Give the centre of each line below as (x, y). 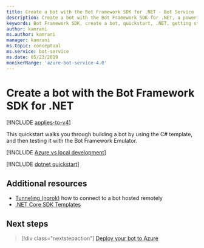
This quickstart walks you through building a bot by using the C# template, (100, 134)
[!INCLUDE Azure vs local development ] (56, 153)
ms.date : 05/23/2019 (32, 57)
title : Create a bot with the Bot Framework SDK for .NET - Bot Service (100, 12)
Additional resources (47, 183)
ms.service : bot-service (38, 52)
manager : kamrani (28, 40)
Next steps (27, 223)
